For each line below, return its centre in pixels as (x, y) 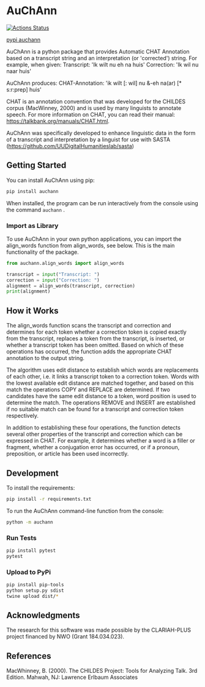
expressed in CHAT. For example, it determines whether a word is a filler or (101, 441)
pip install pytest (31, 551)
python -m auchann (30, 522)
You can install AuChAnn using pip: (50, 180)
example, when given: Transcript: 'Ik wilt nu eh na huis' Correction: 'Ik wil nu (102, 65)
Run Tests (21, 538)
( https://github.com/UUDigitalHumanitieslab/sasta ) (70, 146)
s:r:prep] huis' (24, 89)
